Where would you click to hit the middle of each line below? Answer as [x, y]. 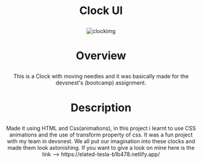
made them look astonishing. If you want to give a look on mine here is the [101, 147]
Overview [101, 56]
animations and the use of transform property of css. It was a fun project [101, 135]
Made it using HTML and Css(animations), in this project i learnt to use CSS [101, 128]
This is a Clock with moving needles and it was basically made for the [101, 76]
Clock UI [101, 11]
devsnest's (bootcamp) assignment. [101, 83]
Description [101, 107]
